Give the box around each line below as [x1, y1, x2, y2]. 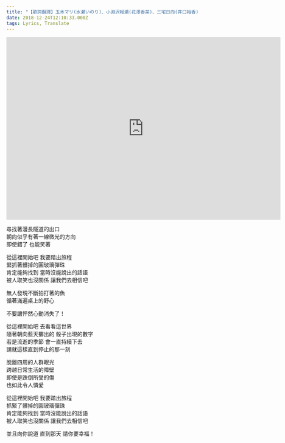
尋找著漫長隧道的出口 [6, 226, 60, 233]
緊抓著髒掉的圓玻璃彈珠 [6, 261, 65, 268]
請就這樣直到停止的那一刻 [6, 346, 71, 353]
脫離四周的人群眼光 [6, 358, 55, 366]
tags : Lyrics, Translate [6, 20, 69, 26]
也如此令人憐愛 [6, 382, 44, 389]
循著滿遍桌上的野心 [6, 297, 55, 304]
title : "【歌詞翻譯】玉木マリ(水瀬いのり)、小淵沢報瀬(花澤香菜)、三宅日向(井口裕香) [6, 9, 199, 15]
